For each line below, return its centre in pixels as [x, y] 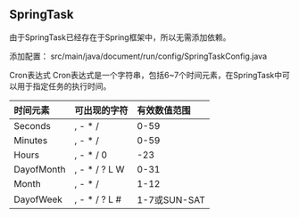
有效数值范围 [164, 110]
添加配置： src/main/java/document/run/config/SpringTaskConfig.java [138, 56]
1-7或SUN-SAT [171, 199]
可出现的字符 [101, 110]
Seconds [33, 125]
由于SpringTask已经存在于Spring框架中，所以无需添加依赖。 [120, 37]
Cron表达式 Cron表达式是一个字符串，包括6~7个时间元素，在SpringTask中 [146, 75]
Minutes [31, 140]
